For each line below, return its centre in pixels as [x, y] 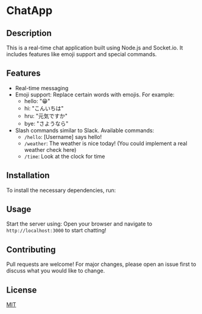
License [22, 290]
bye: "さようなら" [46, 123]
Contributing [31, 250]
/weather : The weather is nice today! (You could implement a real [106, 143]
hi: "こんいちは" [44, 108]
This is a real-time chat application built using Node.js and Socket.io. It [95, 48]
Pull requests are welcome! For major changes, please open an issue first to [101, 264]
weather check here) [50, 149]
